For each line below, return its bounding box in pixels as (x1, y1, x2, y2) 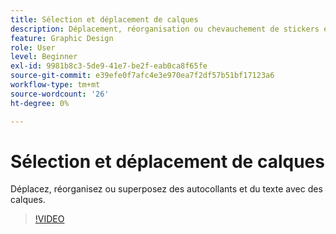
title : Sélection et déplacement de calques (10, 14, 199, 25)
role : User (10, 42, 56, 53)
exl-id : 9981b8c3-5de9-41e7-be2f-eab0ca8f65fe (10, 61, 208, 71)
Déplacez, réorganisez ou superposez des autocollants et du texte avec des (10, 183, 323, 195)
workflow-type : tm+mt (10, 80, 101, 90)
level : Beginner (10, 52, 78, 62)
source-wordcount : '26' (10, 89, 110, 99)
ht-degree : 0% (10, 98, 70, 108)
